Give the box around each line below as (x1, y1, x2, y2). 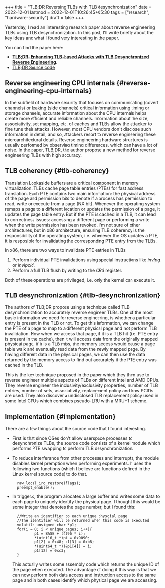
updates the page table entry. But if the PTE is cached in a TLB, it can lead (5, 211, 156, 217)
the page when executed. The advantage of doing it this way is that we (12, 567, 157, 573)
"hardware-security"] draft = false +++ (5, 15, 84, 20)
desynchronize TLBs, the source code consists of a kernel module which (12, 441, 160, 446)
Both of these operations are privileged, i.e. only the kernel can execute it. (5, 277, 155, 283)
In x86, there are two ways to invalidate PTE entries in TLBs (5, 247, 126, 253)
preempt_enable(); (17, 485, 55, 490)
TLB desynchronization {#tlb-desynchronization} (5, 292, 161, 300)
